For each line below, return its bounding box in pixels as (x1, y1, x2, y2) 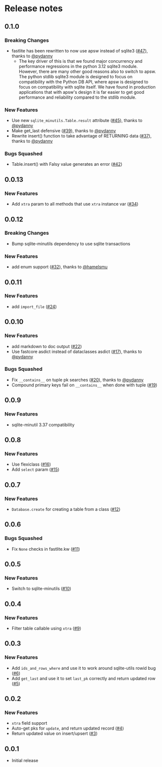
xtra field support (11, 720, 48, 726)
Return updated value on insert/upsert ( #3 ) (11, 731, 98, 736)
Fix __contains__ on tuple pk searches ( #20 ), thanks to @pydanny (11, 377, 144, 383)
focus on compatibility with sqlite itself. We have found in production (18, 84, 156, 90)
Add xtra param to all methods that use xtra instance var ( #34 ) (11, 201, 139, 207)
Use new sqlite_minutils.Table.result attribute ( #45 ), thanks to (11, 118, 143, 123)
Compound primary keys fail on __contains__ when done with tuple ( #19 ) (11, 382, 158, 388)
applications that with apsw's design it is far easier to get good (18, 89, 145, 95)
